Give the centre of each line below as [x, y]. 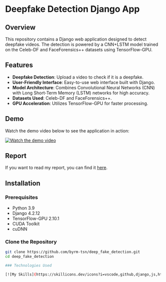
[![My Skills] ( [21, 275]
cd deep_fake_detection [30, 257]
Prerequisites [21, 197]
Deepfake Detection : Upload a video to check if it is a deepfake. [78, 77]
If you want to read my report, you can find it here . [56, 168]
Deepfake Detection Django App [72, 9]
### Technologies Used [28, 266]
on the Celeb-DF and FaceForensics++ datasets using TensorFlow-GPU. [79, 50]
